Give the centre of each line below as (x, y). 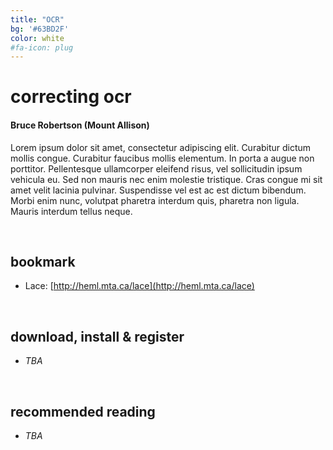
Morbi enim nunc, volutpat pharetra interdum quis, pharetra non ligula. (155, 200)
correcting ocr (71, 97)
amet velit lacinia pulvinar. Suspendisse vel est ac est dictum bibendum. (158, 190)
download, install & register (97, 336)
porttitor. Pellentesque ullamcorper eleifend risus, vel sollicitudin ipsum (156, 168)
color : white (37, 38)
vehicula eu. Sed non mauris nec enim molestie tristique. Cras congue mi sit (166, 179)
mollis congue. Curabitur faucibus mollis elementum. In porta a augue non (162, 158)
